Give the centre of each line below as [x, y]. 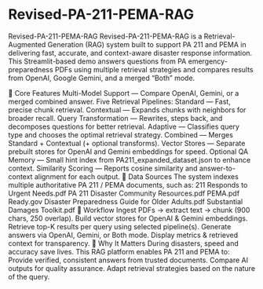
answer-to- [217, 168]
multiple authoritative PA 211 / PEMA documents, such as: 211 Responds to [128, 185]
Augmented [27, 44]
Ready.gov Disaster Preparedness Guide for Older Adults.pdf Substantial [126, 201]
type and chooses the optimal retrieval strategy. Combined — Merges [121, 134]
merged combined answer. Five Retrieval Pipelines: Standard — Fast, [120, 101]
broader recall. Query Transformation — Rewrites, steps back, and [115, 118]
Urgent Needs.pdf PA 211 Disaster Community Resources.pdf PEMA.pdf [124, 193]
